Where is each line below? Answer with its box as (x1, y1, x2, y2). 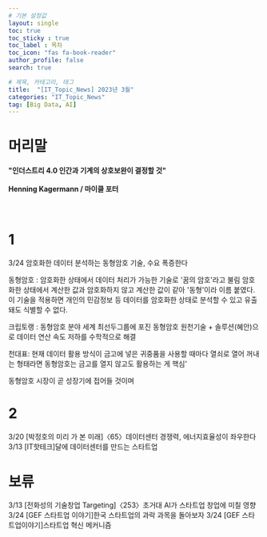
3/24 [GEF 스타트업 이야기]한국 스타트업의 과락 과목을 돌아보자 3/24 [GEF (8, 511, 241, 520)
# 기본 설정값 (8, 11, 47, 20)
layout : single (8, 19, 59, 27)
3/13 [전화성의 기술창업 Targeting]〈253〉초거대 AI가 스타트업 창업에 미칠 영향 (8, 500, 257, 510)
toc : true (8, 26, 42, 34)
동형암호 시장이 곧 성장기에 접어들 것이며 (8, 376, 134, 385)
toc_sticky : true (8, 34, 70, 42)
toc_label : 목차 (8, 42, 62, 50)
